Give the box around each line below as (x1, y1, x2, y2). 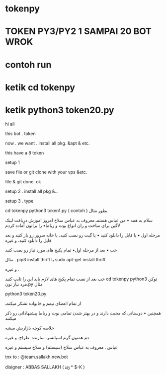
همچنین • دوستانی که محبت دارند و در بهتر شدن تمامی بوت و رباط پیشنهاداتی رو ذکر (5, 310, 162, 316)
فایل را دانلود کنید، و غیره (5, 237, 52, 243)
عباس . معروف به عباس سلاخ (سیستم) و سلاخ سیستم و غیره (5, 344, 118, 350)
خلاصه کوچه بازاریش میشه (5, 325, 55, 331)
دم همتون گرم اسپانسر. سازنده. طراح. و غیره (5, 334, 89, 340)
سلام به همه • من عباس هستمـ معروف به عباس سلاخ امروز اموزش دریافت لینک (5, 217, 153, 223)
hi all (5, 121, 15, 127)
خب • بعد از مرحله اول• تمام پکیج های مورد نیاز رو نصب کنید (5, 247, 117, 253)
